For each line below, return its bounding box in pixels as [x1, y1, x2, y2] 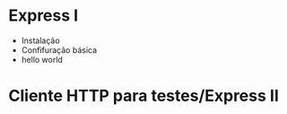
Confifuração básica [21, 44, 98, 55]
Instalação [21, 35, 60, 46]
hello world [21, 54, 64, 65]
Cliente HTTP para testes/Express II [8, 86, 280, 106]
